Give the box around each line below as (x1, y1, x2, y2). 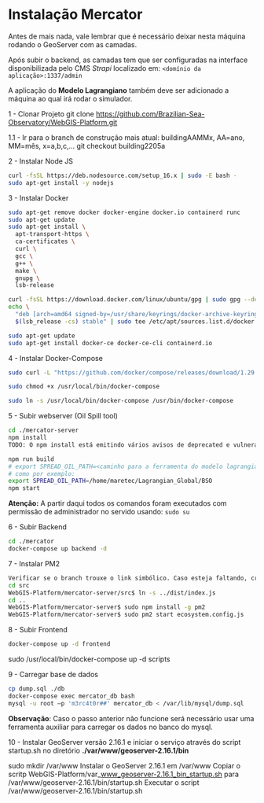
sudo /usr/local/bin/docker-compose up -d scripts (8, 654, 170, 664)
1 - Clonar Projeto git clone (8, 109, 94, 119)
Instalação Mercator (8, 6, 143, 24)
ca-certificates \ (15, 238, 76, 245)
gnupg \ (15, 274, 41, 282)
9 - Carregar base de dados (8, 670, 98, 680)
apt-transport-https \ (15, 230, 90, 238)
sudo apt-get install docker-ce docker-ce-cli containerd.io (8, 339, 213, 347)
